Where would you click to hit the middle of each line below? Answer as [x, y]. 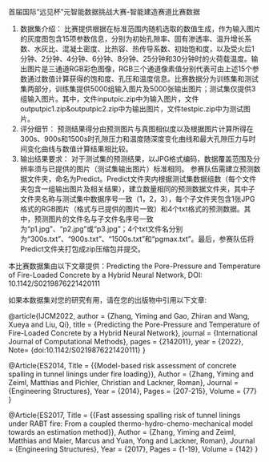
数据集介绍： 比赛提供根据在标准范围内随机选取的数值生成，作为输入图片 [140, 29]
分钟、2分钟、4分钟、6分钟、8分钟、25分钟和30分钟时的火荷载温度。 [136, 59]
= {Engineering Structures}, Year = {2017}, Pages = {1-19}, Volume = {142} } [133, 449]
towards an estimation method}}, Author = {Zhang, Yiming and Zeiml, [122, 432]
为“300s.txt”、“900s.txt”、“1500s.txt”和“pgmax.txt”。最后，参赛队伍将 [137, 239]
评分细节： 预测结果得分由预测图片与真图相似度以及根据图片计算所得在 [137, 129]
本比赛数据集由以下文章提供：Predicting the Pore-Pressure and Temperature [134, 266]
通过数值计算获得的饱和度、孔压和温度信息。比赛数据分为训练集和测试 [143, 79]
